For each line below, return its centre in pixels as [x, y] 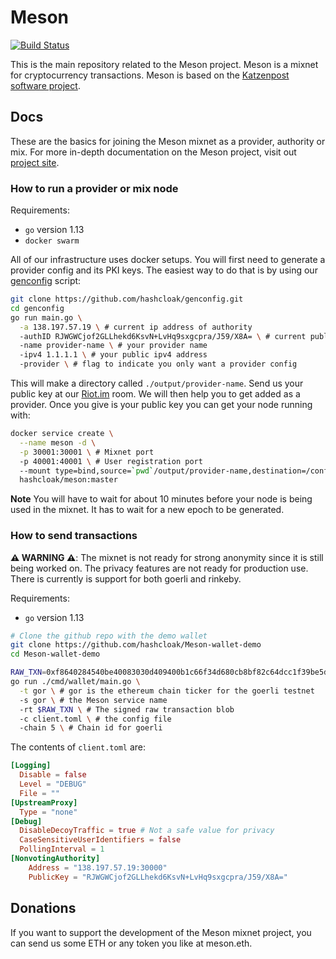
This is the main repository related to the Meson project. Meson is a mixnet [164, 64]
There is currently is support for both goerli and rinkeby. [126, 578]
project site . [35, 162]
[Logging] [31, 766]
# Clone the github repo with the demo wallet [109, 636]
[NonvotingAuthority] [55, 859]
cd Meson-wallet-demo [55, 654]
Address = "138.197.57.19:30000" [98, 867]
